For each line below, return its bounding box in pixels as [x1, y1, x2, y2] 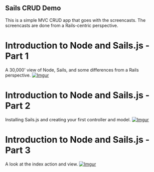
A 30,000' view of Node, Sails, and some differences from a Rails [5, 67, 139, 73]
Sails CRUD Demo [5, 4, 61, 12]
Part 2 [5, 100, 31, 111]
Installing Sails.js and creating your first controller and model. [5, 116, 131, 122]
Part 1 [5, 51, 29, 62]
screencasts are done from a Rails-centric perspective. [5, 22, 119, 28]
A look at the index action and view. [5, 161, 78, 167]
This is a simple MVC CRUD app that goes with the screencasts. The [5, 17, 146, 23]
